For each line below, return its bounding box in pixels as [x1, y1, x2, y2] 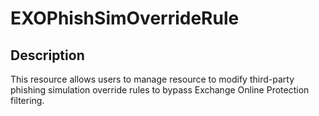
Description [10, 47, 85, 64]
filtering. [10, 95, 45, 106]
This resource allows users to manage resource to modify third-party [10, 73, 295, 85]
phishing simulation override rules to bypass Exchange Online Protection [10, 84, 310, 96]
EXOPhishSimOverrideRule [10, 7, 240, 30]
